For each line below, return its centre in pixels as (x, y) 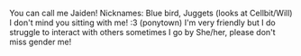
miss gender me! (41, 42)
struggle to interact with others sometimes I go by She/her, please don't (143, 32)
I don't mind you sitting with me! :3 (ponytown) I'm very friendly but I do (143, 23)
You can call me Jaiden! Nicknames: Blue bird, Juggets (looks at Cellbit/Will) (151, 13)
